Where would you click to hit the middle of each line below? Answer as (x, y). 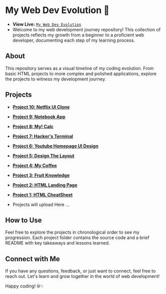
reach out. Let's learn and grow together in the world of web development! (82, 276)
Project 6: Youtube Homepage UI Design (55, 146)
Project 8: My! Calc (33, 126)
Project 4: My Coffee (34, 165)
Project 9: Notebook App (39, 117)
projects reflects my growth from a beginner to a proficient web (78, 35)
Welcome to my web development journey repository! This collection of (87, 29)
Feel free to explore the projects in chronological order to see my (72, 232)
